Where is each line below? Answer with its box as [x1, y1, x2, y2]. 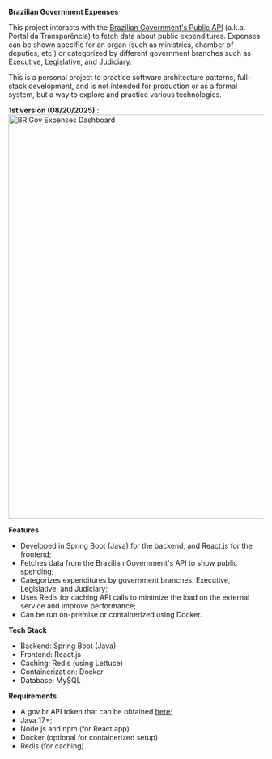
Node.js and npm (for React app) [19, 724, 130, 733]
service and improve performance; [19, 601, 136, 610]
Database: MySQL [19, 676, 81, 685]
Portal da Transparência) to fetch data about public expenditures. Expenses [8, 32, 261, 40]
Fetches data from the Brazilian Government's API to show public [19, 558, 238, 567]
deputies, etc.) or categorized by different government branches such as [8, 49, 251, 57]
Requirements [8, 691, 57, 701]
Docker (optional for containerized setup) [19, 732, 159, 742]
